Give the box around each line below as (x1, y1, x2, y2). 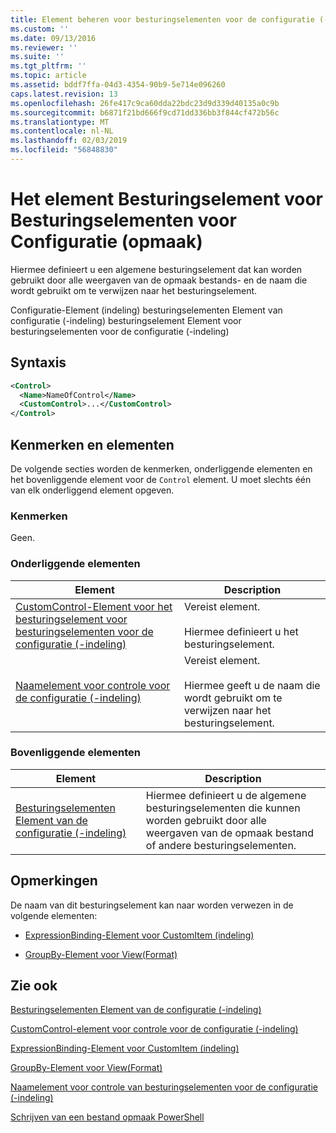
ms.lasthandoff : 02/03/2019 (10, 136, 128, 146)
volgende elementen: (10, 909, 98, 921)
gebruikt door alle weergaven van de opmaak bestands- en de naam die (10, 274, 308, 286)
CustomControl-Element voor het (15, 599, 173, 613)
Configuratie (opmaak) (10, 231, 203, 253)
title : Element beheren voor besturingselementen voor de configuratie (10, 14, 315, 25)
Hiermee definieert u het (184, 624, 299, 638)
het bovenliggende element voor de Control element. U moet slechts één (10, 473, 312, 485)
